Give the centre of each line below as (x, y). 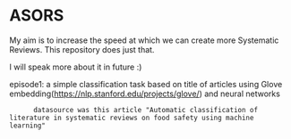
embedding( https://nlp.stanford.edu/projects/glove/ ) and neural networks (145, 94)
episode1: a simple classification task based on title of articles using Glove (146, 84)
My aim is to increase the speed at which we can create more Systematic (144, 40)
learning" (28, 126)
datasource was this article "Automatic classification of (145, 110)
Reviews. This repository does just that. (82, 49)
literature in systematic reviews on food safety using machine (132, 118)
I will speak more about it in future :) (76, 67)
